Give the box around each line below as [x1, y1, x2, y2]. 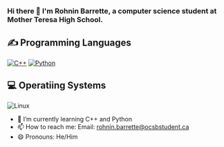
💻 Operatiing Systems [7, 79, 106, 92]
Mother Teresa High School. [7, 14, 104, 24]
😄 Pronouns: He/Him [17, 133, 78, 141]
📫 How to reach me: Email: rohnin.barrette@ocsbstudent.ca [17, 122, 189, 130]
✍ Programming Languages [7, 37, 131, 49]
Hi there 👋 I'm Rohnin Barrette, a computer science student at [7, 6, 217, 16]
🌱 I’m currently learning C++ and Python [17, 115, 133, 123]
